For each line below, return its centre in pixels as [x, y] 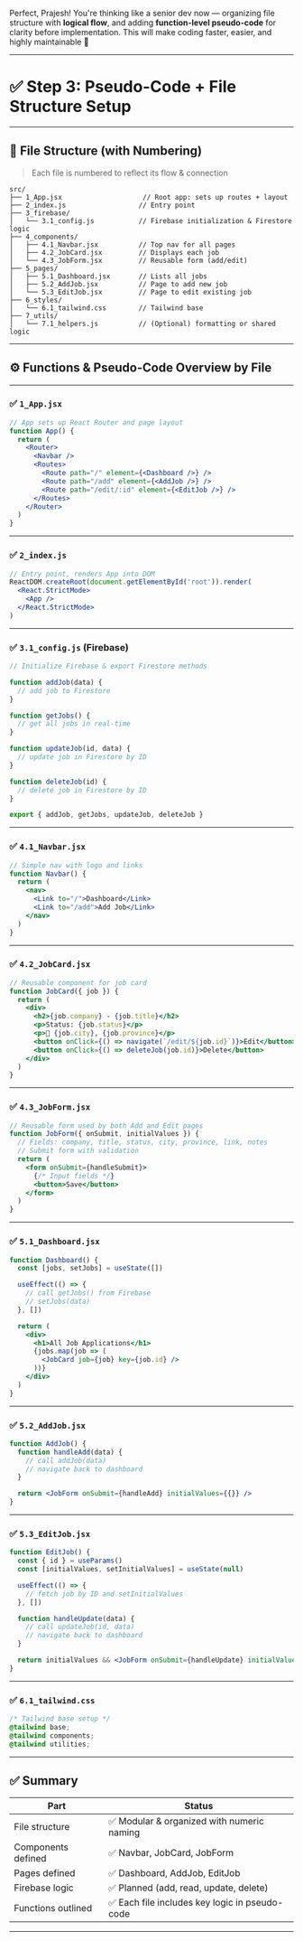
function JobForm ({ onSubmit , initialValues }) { [105, 1134]
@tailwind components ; [52, 1735]
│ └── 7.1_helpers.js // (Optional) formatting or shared [143, 323]
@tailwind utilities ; [50, 1744]
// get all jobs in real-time [74, 724]
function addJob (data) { [56, 682]
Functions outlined [53, 1908]
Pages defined [45, 1873]
